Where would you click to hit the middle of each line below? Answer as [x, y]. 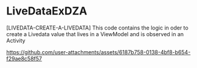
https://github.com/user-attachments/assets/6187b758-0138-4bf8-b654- [98, 52]
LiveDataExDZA [47, 11]
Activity [16, 40]
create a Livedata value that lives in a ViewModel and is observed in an [95, 34]
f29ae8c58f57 [24, 58]
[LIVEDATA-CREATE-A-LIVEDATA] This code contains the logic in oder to [97, 28]
